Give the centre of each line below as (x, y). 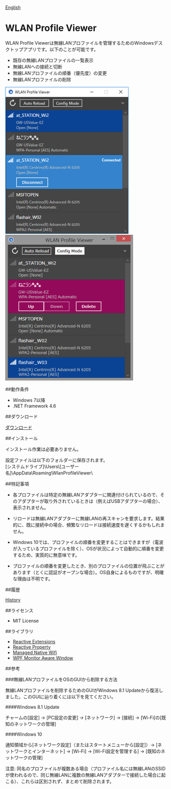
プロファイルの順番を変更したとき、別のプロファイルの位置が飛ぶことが (89, 566)
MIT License (26, 621)
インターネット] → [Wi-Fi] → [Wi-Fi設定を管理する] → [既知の (96, 751)
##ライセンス (19, 610)
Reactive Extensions (34, 641)
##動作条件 (17, 389)
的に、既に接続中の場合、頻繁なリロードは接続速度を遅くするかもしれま (89, 525)
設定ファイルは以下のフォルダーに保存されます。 (57, 460)
